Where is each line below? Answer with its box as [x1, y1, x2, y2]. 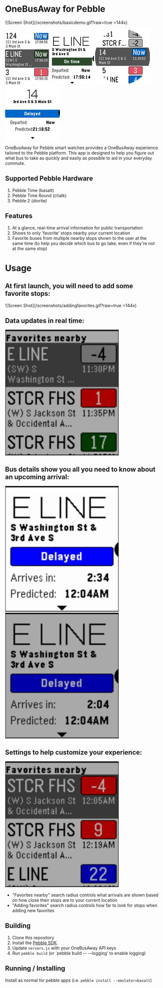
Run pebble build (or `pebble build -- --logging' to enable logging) [12, 950, 146, 956]
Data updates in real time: [5, 316, 85, 325]
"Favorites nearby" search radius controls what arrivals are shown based [12, 892, 159, 898]
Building [5, 922, 31, 930]
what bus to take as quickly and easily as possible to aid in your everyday [5, 155, 152, 161]
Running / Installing [5, 964, 66, 973]
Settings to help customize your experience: [5, 748, 143, 756]
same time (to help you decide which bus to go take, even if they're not [12, 240, 155, 246]
